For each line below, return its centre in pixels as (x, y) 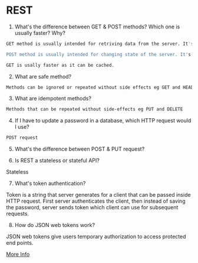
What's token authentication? (50, 183)
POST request (22, 138)
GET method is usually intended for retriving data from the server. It (97, 44)
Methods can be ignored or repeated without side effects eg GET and (93, 87)
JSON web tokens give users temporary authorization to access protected (96, 236)
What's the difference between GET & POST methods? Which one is (97, 27)
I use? (22, 127)
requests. (18, 214)
